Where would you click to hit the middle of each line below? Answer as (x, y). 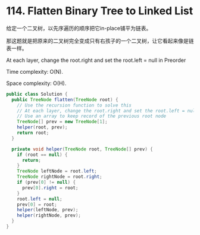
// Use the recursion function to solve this (74, 105)
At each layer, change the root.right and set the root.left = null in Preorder (96, 60)
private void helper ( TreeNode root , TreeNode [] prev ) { (82, 149)
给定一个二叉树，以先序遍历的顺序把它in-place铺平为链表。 (79, 28)
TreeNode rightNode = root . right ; (60, 177)
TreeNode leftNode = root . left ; (57, 171)
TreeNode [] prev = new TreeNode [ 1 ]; (62, 122)
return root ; (33, 133)
